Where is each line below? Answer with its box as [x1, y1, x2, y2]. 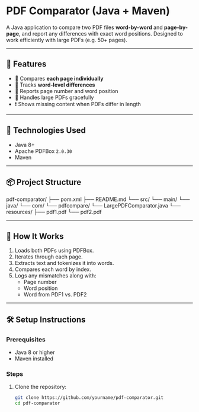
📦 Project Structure [6, 177, 82, 187]
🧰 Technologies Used [6, 126, 86, 136]
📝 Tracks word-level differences [14, 81, 95, 88]
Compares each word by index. [14, 266, 92, 273]
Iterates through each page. [14, 253, 83, 260]
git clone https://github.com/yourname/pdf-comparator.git [14, 395, 164, 401]
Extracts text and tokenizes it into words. [14, 260, 114, 267]
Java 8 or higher [14, 349, 55, 356]
